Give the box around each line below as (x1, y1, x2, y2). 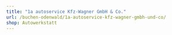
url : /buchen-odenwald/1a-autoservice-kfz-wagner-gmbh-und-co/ (6, 14, 167, 20)
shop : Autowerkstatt (6, 20, 58, 26)
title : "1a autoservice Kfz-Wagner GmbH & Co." (6, 8, 127, 15)
